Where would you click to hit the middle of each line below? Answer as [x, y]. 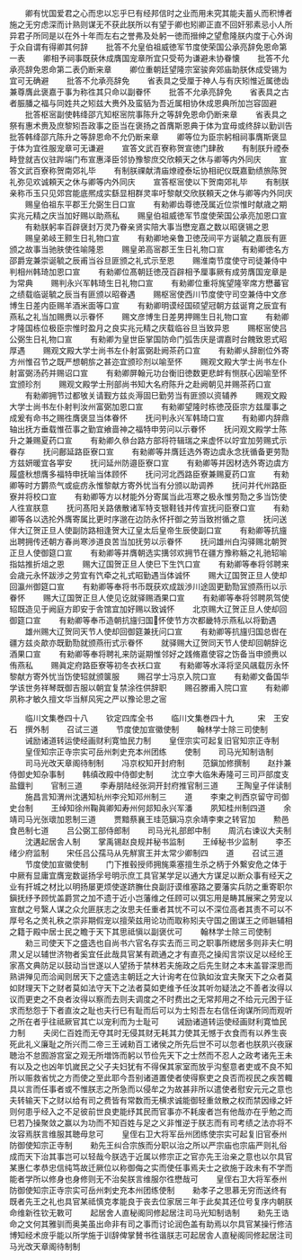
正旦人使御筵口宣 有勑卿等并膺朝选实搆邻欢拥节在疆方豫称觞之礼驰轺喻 [148, 553]
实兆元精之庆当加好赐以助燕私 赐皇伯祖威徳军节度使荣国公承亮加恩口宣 [148, 215]
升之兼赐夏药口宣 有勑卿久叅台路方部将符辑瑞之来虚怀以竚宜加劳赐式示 [148, 440]
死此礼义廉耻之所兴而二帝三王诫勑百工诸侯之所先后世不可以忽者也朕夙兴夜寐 [151, 1044]
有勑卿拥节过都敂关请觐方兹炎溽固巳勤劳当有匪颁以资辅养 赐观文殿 [156, 395]
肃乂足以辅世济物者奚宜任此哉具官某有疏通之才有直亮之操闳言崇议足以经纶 [147, 954]
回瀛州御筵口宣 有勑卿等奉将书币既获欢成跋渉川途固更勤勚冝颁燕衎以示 [148, 586]
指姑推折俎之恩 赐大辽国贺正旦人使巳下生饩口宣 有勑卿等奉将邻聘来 [149, 564]
